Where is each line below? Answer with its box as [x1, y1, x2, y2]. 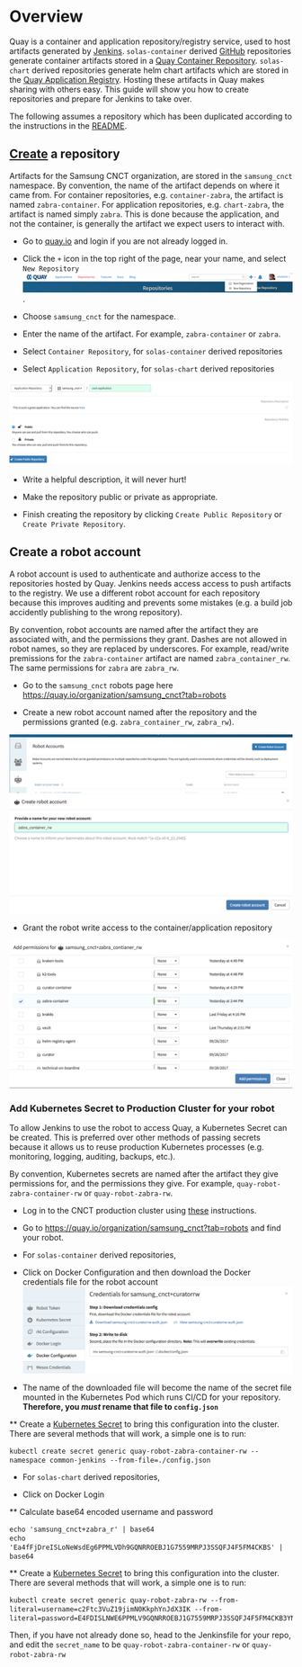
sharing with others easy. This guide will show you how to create [9, 84, 249, 94]
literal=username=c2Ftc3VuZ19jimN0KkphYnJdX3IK [9, 1605, 191, 1614]
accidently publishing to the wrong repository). [9, 606, 182, 617]
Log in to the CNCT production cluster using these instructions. [22, 1205, 257, 1215]
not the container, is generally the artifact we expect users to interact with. [9, 218, 285, 229]
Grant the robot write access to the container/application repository [22, 922, 272, 933]
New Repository [22, 264, 80, 273]
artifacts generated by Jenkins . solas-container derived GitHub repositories [9, 45, 292, 56]
